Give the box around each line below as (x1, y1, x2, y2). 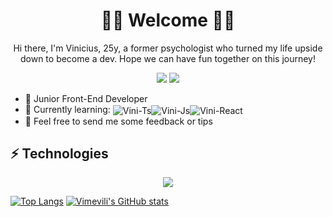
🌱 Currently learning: (24, 103, 111, 115)
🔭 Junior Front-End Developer (24, 92, 148, 104)
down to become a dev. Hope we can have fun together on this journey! (19, 52, 316, 64)
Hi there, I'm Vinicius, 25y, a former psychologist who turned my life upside (13, 42, 323, 54)
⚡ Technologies (10, 145, 109, 162)
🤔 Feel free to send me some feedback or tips (24, 115, 213, 127)
